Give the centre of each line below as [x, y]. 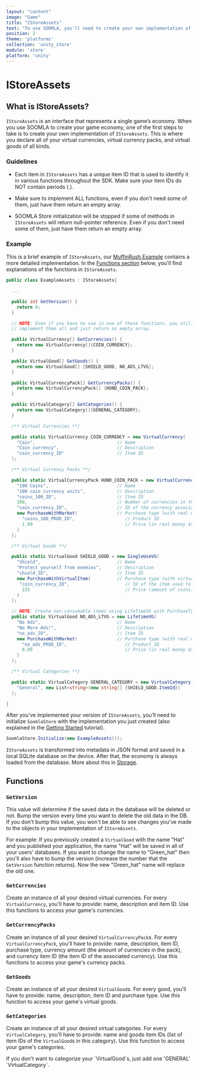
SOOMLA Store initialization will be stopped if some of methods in [95, 216]
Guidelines [22, 162]
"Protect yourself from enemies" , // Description [85, 568]
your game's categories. [36, 1047]
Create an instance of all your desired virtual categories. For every [86, 1028]
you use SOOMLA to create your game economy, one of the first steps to [95, 127]
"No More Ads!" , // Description [85, 628]
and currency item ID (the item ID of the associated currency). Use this [92, 956]
